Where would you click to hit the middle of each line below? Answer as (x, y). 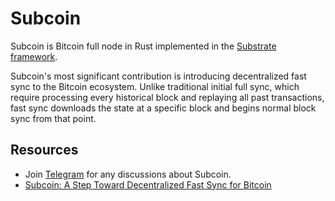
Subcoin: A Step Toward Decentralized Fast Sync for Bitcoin (148, 184)
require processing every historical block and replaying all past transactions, (167, 97)
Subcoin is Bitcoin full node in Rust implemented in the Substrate (143, 46)
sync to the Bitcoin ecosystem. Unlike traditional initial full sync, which (155, 86)
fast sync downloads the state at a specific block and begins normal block (163, 108)
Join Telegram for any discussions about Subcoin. (128, 174)
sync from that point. (53, 118)
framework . (34, 56)
